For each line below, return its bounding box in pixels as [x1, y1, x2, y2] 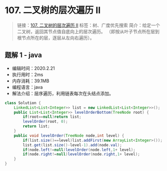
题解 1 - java [5, 51, 42, 59]
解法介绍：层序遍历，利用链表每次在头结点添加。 [12, 90, 114, 96]
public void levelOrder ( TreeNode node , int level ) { [14, 133, 124, 138]
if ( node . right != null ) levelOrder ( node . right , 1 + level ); [23, 152, 140, 157]
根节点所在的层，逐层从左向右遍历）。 [17, 35, 95, 41]
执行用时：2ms [12, 71, 43, 77]
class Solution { [5, 100, 41, 106]
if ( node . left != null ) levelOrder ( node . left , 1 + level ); [23, 147, 136, 152]
